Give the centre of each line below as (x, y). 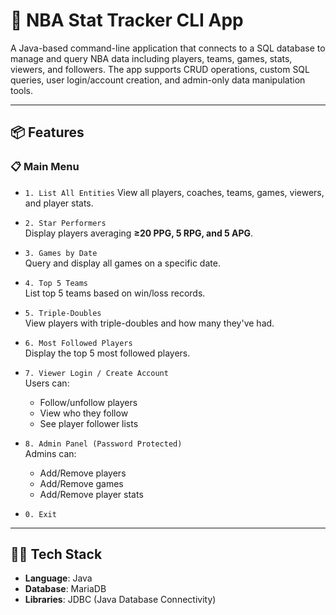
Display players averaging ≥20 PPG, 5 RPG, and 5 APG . (139, 233)
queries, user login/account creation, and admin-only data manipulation (158, 80)
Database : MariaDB (65, 589)
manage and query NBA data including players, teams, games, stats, (151, 58)
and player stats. (59, 203)
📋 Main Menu (45, 167)
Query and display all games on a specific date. (122, 263)
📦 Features (47, 132)
